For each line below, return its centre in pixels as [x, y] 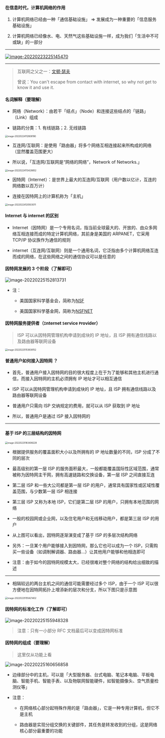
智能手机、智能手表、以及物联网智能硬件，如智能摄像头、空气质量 [88, 681]
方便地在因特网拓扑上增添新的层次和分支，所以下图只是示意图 [75, 590]
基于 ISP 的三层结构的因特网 [33, 433]
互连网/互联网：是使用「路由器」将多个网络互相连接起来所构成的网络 [82, 145]
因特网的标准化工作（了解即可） [37, 609]
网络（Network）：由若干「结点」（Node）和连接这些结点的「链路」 [80, 111]
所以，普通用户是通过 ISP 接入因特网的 [51, 416]
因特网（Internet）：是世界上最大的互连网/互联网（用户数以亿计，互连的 [84, 179]
